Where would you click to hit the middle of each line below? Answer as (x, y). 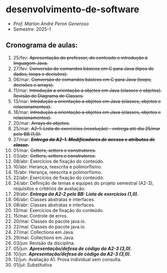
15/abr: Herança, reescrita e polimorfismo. (58, 172)
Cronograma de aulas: (42, 45)
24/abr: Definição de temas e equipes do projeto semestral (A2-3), (83, 183)
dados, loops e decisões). (40, 74)
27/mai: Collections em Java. (44, 232)
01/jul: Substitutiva (33, 265)
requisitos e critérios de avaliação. (49, 188)
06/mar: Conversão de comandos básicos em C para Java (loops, (82, 79)
